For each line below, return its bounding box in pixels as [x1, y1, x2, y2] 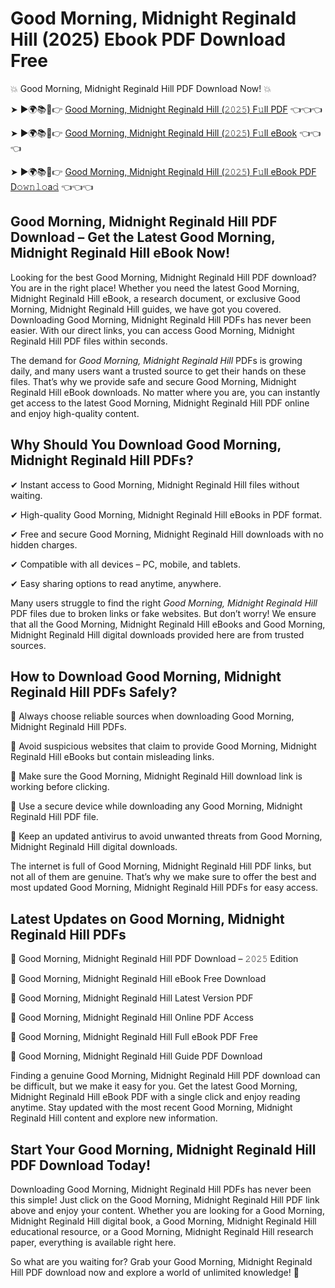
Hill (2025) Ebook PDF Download [10, 28, 287, 51]
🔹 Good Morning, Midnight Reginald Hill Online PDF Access [10, 1012, 255, 1024]
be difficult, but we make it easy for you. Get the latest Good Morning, [10, 1080, 298, 1092]
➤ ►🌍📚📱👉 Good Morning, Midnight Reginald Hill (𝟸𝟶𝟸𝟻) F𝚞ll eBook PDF [10, 165, 317, 177]
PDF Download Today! [10, 1157, 151, 1174]
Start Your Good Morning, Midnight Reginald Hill [10, 1141, 317, 1158]
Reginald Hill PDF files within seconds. [10, 335, 168, 347]
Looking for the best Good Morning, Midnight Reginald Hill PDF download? [10, 271, 317, 283]
